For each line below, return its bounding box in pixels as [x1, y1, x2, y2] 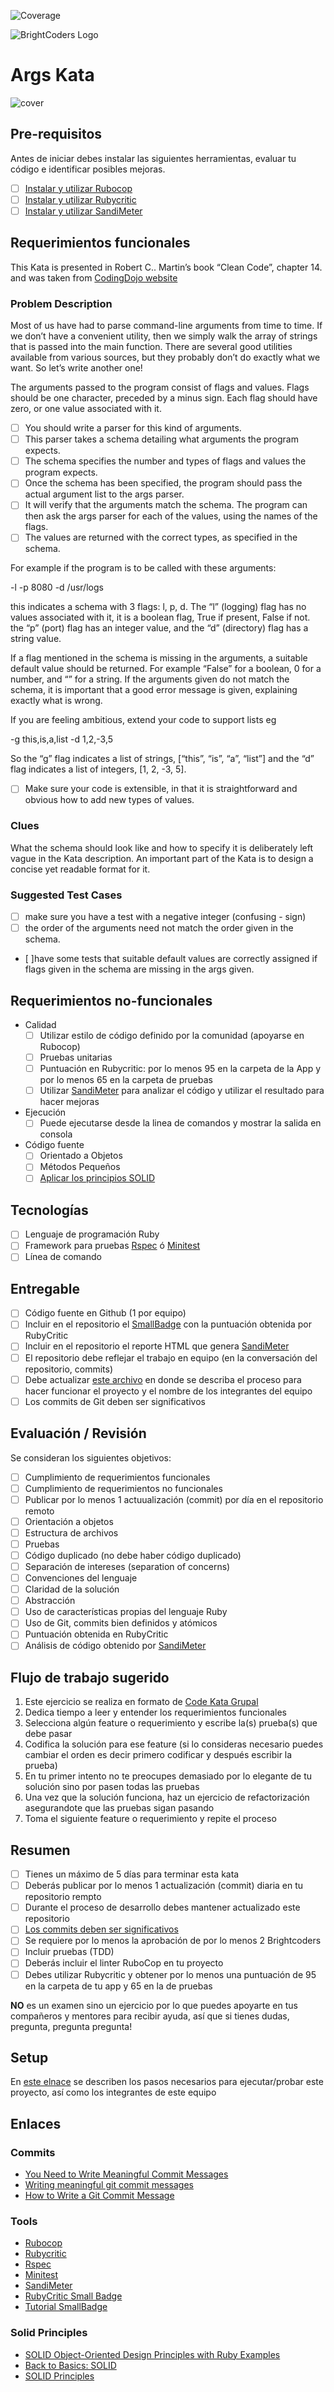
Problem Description [10, 296, 113, 310]
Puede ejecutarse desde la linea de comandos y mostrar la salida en [39, 1117, 322, 1129]
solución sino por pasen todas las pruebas [24, 1781, 200, 1793]
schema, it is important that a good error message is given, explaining [10, 684, 298, 696]
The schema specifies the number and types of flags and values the [24, 455, 307, 467]
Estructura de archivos [24, 1526, 119, 1539]
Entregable [10, 1280, 80, 1297]
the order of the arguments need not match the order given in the [24, 922, 294, 934]
